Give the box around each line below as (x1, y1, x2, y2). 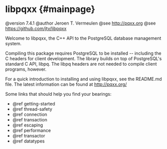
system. (5, 40, 22, 46)
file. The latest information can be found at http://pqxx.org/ (5, 81, 127, 87)
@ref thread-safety (12, 106, 53, 112)
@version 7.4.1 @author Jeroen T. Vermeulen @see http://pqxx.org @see (5, 20, 156, 26)
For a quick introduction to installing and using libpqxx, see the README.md (5, 76, 162, 82)
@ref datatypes (12, 138, 45, 144)
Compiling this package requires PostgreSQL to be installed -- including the (5, 50, 161, 56)
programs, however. (5, 66, 47, 72)
